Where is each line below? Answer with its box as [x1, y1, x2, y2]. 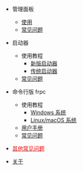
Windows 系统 [30, 109, 67, 116]
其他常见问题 [12, 145, 45, 152]
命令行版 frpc [12, 88, 46, 95]
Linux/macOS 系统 [30, 116, 77, 124]
